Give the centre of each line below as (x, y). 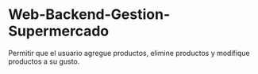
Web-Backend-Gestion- (89, 15)
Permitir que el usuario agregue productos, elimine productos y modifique (129, 53)
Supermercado (59, 31)
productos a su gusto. (44, 61)
